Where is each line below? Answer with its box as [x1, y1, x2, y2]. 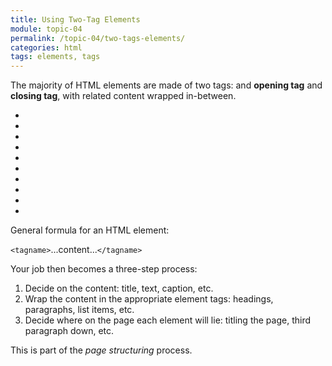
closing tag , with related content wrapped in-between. [10, 90, 237, 102]
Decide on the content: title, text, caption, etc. [24, 282, 214, 295]
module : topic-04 [10, 24, 83, 34]
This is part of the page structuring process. [10, 344, 193, 356]
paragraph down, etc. [24, 325, 115, 337]
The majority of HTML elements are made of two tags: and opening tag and [10, 79, 323, 91]
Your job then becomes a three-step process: [10, 263, 198, 275]
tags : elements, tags [10, 52, 101, 62]
